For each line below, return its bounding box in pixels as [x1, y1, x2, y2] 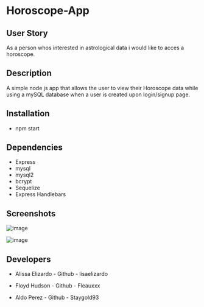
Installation [6, 108, 50, 119]
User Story [6, 28, 48, 38]
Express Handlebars [15, 191, 66, 198]
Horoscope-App [6, 4, 90, 18]
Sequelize [15, 184, 41, 192]
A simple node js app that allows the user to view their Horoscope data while [6, 84, 199, 91]
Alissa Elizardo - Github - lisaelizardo [15, 270, 108, 278]
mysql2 [15, 171, 34, 178]
